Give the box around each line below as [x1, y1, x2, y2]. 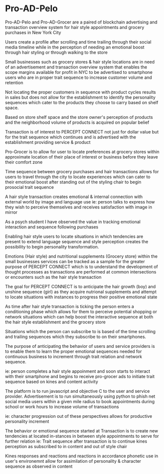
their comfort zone [5, 159, 43, 165]
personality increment [5, 418, 49, 424]
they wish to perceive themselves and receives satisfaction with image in [5, 204, 153, 210]
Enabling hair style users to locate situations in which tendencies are [5, 233, 143, 239]
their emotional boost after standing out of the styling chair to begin [5, 179, 141, 185]
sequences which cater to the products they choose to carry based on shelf [5, 99, 159, 105]
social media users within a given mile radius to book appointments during [5, 398, 155, 404]
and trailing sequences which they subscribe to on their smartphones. [5, 334, 146, 339]
